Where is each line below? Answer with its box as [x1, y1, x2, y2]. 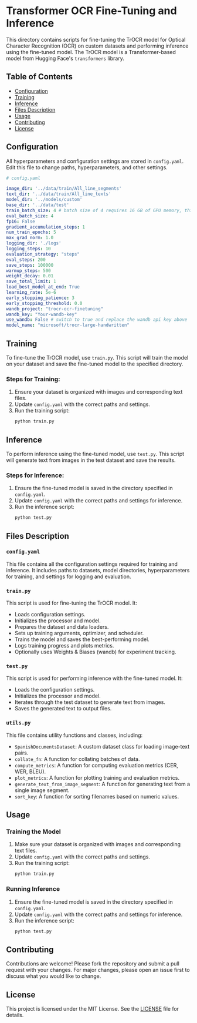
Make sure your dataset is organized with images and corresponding [14, 841, 181, 848]
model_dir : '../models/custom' [6, 197, 83, 203]
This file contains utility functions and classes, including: [6, 732, 143, 739]
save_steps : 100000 [6, 262, 54, 268]
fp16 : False [6, 219, 35, 224]
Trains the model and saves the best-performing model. [14, 636, 150, 643]
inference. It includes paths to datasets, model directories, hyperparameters [6, 566, 190, 573]
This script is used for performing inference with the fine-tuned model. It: [6, 675, 183, 682]
